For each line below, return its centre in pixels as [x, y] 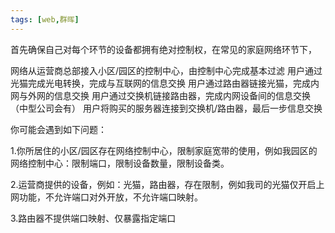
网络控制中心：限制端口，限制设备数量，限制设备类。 [120, 163]
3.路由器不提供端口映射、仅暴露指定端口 [93, 218]
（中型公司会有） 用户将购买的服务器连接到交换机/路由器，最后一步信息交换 [166, 108]
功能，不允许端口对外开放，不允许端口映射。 [110, 197]
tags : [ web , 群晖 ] [45, 19]
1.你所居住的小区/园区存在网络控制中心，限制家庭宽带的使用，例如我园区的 [164, 150]
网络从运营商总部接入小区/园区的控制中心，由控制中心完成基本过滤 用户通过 [166, 70]
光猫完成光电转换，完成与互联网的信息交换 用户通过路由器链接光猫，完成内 [165, 83]
